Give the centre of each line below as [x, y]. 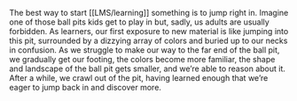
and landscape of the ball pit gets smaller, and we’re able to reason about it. [148, 69]
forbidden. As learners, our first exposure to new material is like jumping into [149, 31]
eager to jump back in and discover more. [86, 87]
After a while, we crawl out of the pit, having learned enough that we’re [139, 78]
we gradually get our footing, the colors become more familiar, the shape [142, 59]
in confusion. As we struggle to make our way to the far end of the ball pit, [145, 50]
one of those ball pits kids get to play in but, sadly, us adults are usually [140, 22]
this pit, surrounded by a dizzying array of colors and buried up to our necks [148, 40]
